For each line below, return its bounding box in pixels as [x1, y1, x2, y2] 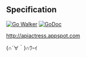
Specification [6, 5, 57, 15]
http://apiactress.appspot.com [6, 32, 81, 39]
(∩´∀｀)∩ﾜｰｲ [6, 44, 37, 51]
